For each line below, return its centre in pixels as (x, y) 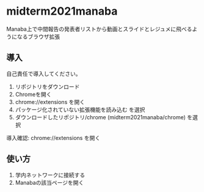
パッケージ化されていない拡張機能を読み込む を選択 (80, 109)
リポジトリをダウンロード (47, 86)
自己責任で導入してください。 (44, 73)
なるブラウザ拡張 (38, 36)
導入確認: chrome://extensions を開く (53, 138)
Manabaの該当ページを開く (49, 182)
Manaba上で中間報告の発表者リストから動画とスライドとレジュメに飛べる (99, 29)
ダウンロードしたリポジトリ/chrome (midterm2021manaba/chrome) (100, 117)
